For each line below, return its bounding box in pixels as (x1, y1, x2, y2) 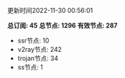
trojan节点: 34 (17, 54, 59, 62)
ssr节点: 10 (17, 36, 49, 45)
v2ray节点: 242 (17, 45, 62, 53)
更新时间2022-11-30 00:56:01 (7, 6, 93, 14)
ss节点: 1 (17, 63, 44, 71)
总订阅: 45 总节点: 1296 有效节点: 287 (7, 21, 118, 30)
